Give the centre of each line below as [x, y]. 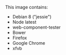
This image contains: [27, 7]
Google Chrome [29, 43]
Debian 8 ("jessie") [32, 17]
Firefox [20, 38]
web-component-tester [36, 27]
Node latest [24, 22]
